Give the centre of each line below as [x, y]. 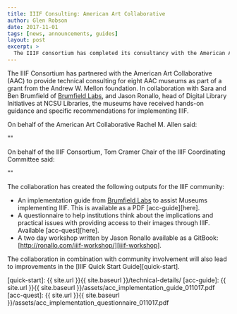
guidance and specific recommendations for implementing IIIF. [98, 111]
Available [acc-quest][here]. [59, 230]
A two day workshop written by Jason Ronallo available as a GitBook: [118, 238]
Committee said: [31, 159]
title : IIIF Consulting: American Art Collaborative [86, 14]
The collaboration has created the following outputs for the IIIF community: [116, 186]
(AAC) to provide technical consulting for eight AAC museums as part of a [115, 80]
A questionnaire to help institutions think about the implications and [115, 215]
